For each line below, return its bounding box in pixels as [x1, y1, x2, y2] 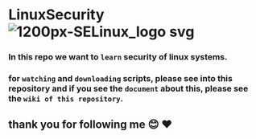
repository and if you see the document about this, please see [8, 83, 249, 94]
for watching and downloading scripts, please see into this [8, 73, 233, 84]
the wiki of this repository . [8, 93, 123, 104]
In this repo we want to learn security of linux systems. [8, 51, 228, 63]
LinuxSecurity [8, 6, 105, 24]
